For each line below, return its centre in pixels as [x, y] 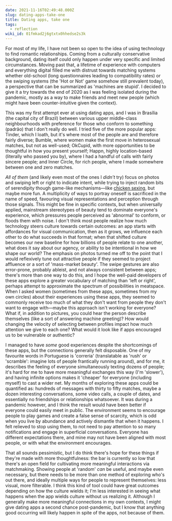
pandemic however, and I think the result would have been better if [76, 405]
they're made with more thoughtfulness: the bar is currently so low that [80, 458]
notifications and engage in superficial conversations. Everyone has [77, 432]
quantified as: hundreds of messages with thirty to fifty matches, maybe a [83, 388]
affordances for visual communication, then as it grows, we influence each [84, 232]
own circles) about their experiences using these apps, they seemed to [80, 297]
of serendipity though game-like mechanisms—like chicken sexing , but [80, 188]
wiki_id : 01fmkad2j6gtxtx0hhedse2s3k [46, 34]
